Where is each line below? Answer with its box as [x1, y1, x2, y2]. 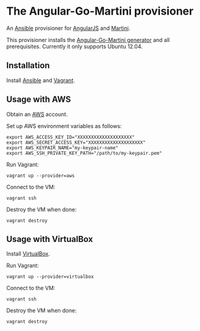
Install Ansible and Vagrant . [6, 76, 75, 84]
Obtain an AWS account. [6, 110, 68, 118]
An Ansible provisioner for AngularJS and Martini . [6, 24, 130, 32]
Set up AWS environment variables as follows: [6, 122, 122, 129]
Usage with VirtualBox [6, 233, 93, 244]
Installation [6, 60, 50, 71]
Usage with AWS [6, 94, 71, 105]
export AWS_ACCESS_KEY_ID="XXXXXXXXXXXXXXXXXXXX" [6, 134, 135, 140]
